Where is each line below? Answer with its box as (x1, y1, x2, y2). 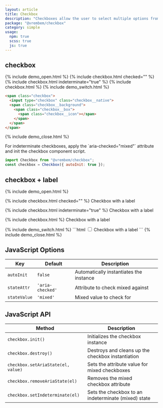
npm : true (9, 34, 29, 39)
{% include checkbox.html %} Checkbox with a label (5, 217, 110, 222)
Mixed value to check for (75, 294, 131, 300)
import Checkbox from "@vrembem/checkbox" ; (5, 158, 95, 163)
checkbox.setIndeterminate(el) (7, 392, 80, 398)
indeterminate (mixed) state (87, 394, 151, 401)
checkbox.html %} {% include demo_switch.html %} (5, 84, 110, 90)
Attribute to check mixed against (75, 284, 149, 291)
